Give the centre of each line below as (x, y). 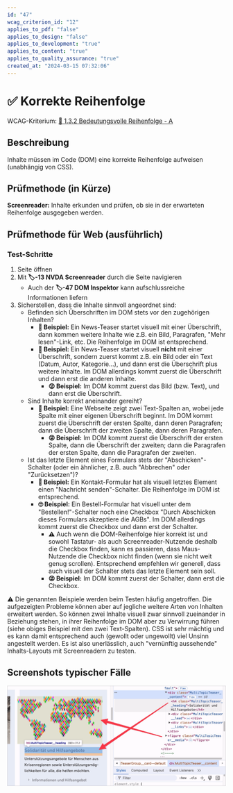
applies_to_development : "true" (54, 44)
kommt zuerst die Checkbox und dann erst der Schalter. (118, 527)
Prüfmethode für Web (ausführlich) (85, 234)
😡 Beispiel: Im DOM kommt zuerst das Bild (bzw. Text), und (134, 386)
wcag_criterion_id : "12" (43, 22)
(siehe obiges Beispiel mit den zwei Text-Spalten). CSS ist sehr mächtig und (115, 629)
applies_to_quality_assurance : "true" (63, 59)
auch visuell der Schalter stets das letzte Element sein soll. (132, 571)
